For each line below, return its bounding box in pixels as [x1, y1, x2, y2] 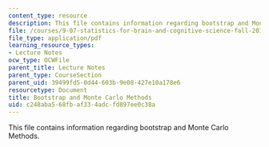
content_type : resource [8, 11, 88, 20]
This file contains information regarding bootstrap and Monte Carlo [8, 123, 229, 133]
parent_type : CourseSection [8, 71, 102, 79]
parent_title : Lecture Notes [8, 64, 106, 72]
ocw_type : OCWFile [8, 57, 70, 65]
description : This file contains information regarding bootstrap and [8, 19, 249, 27]
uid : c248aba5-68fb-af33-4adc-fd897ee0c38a [8, 101, 156, 109]
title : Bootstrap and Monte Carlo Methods [8, 93, 152, 101]
